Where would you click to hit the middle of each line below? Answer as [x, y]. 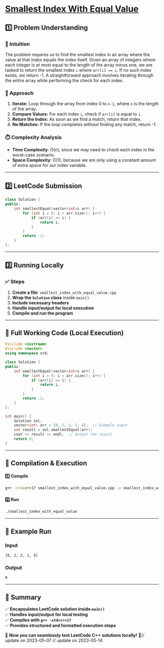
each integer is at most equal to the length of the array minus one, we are [79, 65]
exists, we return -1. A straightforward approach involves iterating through [79, 75]
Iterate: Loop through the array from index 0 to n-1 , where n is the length [85, 104]
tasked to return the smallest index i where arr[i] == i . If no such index [78, 70]
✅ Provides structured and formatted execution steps [61, 626]
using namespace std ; [27, 353]
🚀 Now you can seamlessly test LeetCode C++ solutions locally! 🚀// [75, 635]
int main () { [18, 416]
